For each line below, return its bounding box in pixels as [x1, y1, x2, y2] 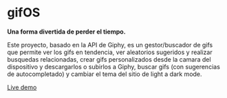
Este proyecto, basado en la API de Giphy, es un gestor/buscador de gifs [7, 40, 213, 49]
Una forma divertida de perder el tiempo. [7, 27, 126, 36]
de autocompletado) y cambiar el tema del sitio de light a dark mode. [7, 70, 202, 78]
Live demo [7, 83, 37, 91]
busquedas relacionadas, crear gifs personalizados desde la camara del [7, 55, 211, 63]
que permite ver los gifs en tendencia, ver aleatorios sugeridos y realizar [7, 48, 213, 56]
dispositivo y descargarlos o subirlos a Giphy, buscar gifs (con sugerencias [7, 62, 220, 71]
